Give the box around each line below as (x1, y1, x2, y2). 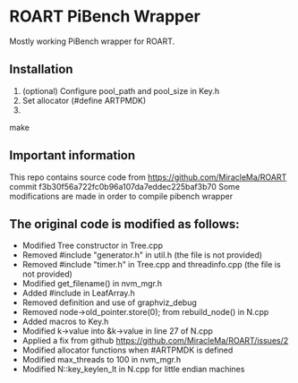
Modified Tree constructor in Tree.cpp (21, 240, 164, 251)
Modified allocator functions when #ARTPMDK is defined (21, 345, 234, 355)
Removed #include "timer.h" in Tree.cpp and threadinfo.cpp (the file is (21, 260, 281, 270)
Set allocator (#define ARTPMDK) (21, 95, 147, 106)
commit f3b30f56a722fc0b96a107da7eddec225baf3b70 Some (9, 181, 240, 191)
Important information (9, 148, 136, 163)
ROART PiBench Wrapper (9, 6, 201, 27)
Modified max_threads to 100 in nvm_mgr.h (21, 354, 182, 365)
